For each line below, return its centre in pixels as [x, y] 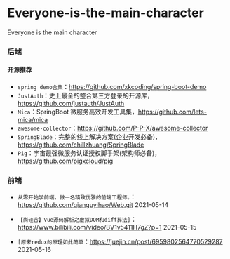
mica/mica [33, 120]
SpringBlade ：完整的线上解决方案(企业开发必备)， [89, 137]
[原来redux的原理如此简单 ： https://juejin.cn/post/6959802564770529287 [120, 242]
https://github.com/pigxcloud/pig [65, 161]
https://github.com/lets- [172, 112]
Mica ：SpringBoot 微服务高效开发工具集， [78, 112]
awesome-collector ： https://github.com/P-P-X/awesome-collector [113, 128]
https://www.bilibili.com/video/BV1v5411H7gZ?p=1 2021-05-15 [107, 227]
